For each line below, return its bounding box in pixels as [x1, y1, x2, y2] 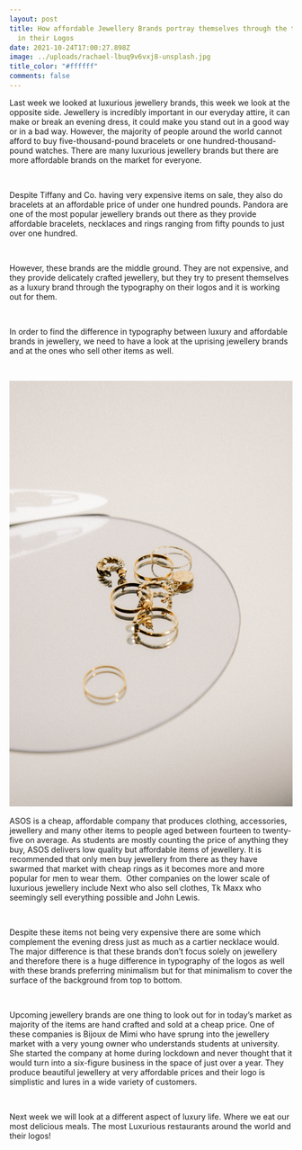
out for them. [9, 291, 58, 301]
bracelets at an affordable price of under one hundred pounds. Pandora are [9, 199, 289, 210]
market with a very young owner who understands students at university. [9, 1038, 280, 1048]
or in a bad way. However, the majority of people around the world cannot [9, 126, 283, 137]
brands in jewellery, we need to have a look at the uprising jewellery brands [9, 336, 289, 346]
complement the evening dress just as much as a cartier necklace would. [9, 936, 280, 947]
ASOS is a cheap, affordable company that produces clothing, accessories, [9, 815, 288, 826]
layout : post [9, 14, 58, 23]
